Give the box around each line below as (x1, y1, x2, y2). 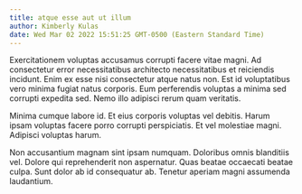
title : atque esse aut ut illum (9, 13, 131, 23)
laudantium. (9, 176, 53, 187)
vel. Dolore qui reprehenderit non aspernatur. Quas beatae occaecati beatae (9, 157, 294, 168)
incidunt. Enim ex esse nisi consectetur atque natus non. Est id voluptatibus (9, 74, 291, 85)
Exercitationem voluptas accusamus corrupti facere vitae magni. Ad (9, 55, 262, 66)
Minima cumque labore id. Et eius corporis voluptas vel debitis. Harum (9, 110, 270, 122)
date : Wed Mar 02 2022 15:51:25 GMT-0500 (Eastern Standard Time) (9, 30, 265, 39)
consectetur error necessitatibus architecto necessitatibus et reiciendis (9, 64, 275, 75)
